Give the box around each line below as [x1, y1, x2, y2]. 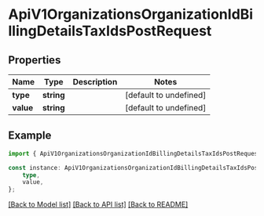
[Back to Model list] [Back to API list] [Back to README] [8, 200, 189, 209]
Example [8, 129, 52, 142]
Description [72, 77, 118, 87]
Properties [8, 53, 61, 67]
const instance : [8, 164, 61, 171]
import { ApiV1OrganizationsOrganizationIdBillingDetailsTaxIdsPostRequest [8, 149, 262, 157]
